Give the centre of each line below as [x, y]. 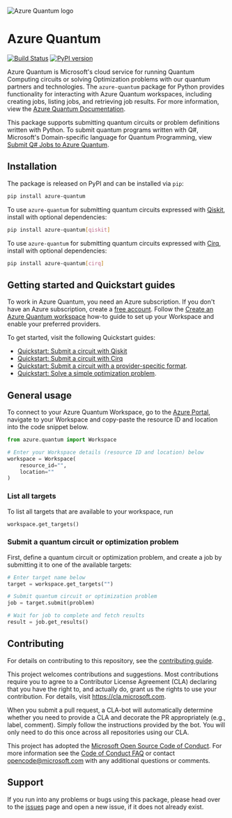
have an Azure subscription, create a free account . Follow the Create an [110, 309]
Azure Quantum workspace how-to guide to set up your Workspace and [111, 317]
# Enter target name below [46, 577]
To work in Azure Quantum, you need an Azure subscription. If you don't [111, 302]
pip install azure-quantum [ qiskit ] [59, 230]
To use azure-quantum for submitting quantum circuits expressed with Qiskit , [116, 209]
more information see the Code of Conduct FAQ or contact [91, 753]
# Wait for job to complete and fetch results [76, 616]
